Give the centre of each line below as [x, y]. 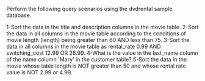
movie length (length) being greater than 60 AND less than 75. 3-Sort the [98, 40]
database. [19, 15]
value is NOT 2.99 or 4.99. [39, 72]
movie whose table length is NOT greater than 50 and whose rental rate [96, 66]
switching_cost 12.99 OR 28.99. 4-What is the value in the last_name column [102, 53]
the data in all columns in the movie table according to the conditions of [96, 33]
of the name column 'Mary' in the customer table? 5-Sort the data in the [97, 59]
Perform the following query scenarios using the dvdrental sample [89, 9]
